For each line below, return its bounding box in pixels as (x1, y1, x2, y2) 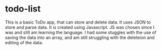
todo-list (5, 3, 41, 14)
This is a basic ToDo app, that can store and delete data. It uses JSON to (5, 19, 151, 25)
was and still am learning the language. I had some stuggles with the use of (5, 29, 157, 35)
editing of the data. (5, 39, 43, 45)
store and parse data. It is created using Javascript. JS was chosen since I (5, 24, 155, 30)
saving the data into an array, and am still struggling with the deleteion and (5, 35, 155, 40)
